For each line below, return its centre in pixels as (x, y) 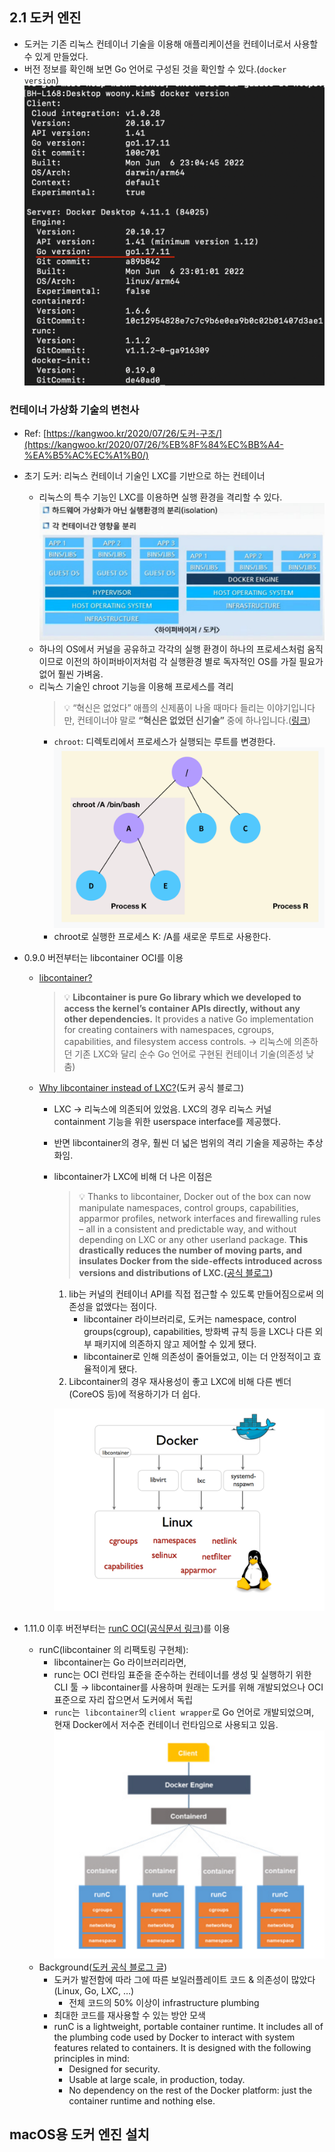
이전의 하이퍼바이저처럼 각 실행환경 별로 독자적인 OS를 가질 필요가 (194, 662)
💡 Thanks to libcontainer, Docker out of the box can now (195, 1196)
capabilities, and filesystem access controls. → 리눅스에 (177, 1041)
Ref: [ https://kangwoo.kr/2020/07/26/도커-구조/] (123, 434)
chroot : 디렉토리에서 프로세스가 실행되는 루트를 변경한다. (164, 742)
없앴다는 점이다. (126, 1306)
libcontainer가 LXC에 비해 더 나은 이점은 (133, 1176)
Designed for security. (114, 2069)
